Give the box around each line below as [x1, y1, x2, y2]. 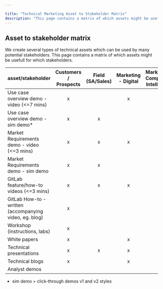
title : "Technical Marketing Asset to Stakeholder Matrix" [5, 11, 127, 16]
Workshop [7, 222, 31, 229]
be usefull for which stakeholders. [5, 57, 73, 63]
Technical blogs [7, 258, 44, 265]
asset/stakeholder [7, 75, 51, 82]
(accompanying [7, 208, 44, 215]
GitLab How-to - [7, 196, 47, 203]
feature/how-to [7, 182, 43, 189]
